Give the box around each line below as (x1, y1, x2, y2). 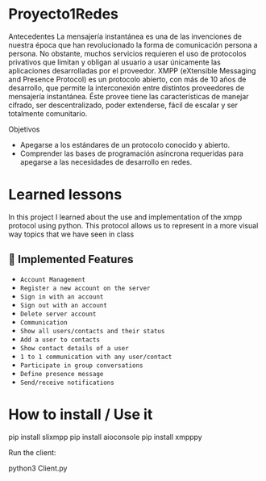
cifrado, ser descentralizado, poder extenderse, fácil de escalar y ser (8, 100, 238, 110)
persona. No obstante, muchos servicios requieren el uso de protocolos (8, 48, 247, 58)
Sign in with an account (19, 292, 104, 301)
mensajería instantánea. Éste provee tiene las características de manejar (8, 91, 249, 101)
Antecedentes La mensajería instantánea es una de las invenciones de (8, 31, 243, 41)
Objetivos (8, 124, 40, 134)
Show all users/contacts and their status (19, 327, 165, 335)
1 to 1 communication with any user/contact (19, 353, 172, 361)
